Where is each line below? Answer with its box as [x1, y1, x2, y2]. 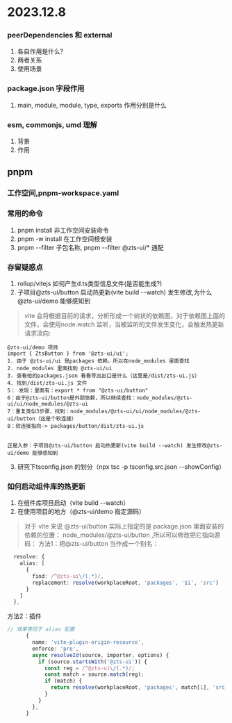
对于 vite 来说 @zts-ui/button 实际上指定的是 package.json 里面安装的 [24, 522, 224, 531]
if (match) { [44, 678, 82, 685]
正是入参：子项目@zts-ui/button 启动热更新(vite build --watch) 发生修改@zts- [7, 442, 223, 449]
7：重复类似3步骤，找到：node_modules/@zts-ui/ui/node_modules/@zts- [7, 408, 201, 415]
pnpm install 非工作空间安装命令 [17, 226, 109, 234]
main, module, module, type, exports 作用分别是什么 [17, 101, 167, 109]
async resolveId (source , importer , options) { [32, 651, 169, 658]
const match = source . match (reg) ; [44, 671, 144, 678]
